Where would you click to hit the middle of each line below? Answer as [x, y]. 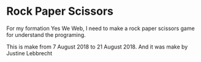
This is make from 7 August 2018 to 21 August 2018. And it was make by [97, 47]
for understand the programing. [46, 34]
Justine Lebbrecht [29, 53]
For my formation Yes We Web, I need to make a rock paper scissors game [100, 28]
